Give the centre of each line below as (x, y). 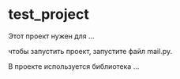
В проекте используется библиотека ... (74, 66)
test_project (49, 14)
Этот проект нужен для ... (51, 36)
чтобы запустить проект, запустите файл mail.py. (90, 51)
